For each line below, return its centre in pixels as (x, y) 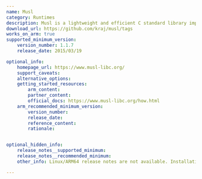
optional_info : (25, 62)
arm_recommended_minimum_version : (60, 106)
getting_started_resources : (52, 84)
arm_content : (44, 90)
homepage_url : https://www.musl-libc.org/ (71, 67)
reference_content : (52, 123)
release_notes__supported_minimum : (62, 151)
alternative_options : (44, 79)
